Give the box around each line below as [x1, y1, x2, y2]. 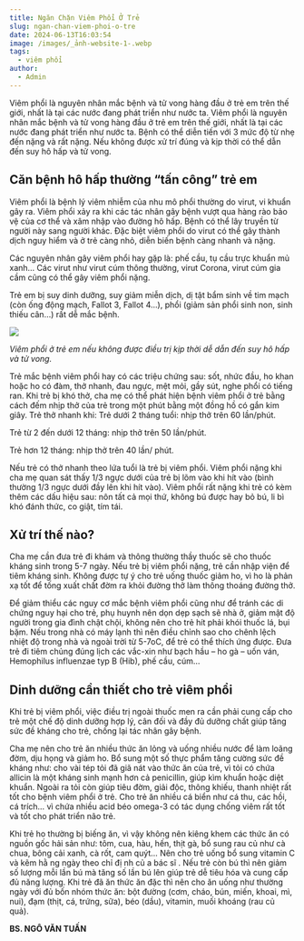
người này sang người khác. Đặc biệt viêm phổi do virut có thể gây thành [9, 225, 280, 236]
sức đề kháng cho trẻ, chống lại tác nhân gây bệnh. [9, 726, 202, 736]
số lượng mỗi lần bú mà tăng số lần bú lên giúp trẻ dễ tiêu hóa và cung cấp [9, 867, 289, 878]
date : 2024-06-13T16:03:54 [9, 30, 112, 39]
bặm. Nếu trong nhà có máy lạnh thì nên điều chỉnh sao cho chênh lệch [9, 626, 277, 637]
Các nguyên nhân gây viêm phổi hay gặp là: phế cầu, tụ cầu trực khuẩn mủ [9, 252, 290, 264]
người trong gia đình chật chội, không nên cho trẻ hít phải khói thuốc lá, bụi [9, 617, 290, 628]
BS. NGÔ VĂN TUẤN [9, 924, 87, 935]
